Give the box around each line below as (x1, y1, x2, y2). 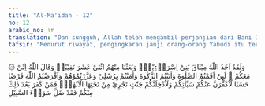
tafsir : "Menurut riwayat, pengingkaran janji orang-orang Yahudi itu (8, 41, 245, 49)
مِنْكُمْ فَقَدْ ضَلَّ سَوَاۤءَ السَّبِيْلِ (8, 88, 93, 97)
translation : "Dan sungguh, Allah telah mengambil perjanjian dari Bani (8, 33, 252, 42)
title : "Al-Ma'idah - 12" (8, 11, 93, 20)
